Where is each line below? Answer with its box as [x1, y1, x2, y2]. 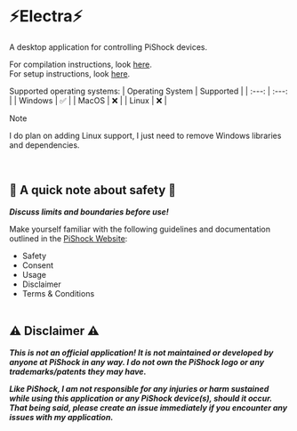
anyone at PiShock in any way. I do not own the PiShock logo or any [9, 356, 265, 367]
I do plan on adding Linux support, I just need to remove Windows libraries [9, 130, 282, 141]
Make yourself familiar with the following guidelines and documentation [9, 224, 271, 234]
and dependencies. [9, 139, 80, 150]
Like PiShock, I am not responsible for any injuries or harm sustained [9, 383, 269, 394]
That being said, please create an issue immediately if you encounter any [9, 402, 287, 413]
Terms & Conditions [21, 288, 95, 298]
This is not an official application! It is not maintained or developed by [9, 347, 274, 358]
